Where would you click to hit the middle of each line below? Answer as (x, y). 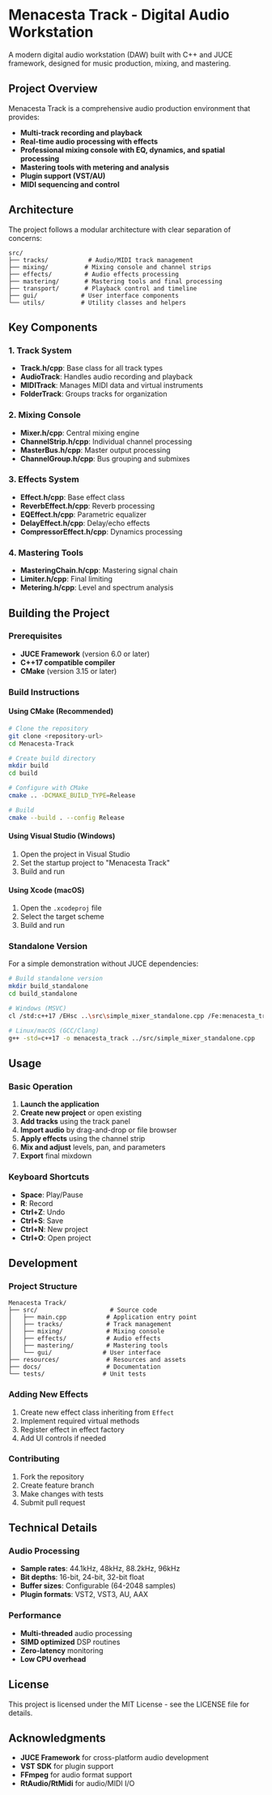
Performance (35, 1616)
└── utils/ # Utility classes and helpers (97, 303)
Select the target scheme (62, 917)
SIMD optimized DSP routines (70, 1642)
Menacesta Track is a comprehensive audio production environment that (130, 108)
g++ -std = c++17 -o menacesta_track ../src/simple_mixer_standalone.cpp (132, 1038)
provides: (24, 117)
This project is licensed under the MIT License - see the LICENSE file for (129, 1704)
